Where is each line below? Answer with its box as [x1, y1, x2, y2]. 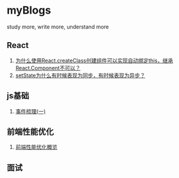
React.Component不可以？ [15, 64, 81, 71]
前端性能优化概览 [15, 144, 58, 151]
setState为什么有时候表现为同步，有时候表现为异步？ [15, 72, 146, 79]
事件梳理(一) [15, 107, 46, 115]
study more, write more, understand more [7, 23, 109, 30]
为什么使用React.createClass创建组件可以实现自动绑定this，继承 [15, 57, 174, 64]
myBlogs [7, 4, 51, 17]
